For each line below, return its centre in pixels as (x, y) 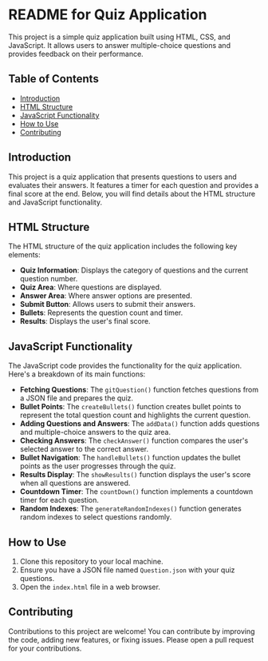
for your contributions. (45, 648)
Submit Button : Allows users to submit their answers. (107, 305)
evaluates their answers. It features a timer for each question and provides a (134, 185)
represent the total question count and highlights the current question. (135, 415)
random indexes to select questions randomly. (96, 517)
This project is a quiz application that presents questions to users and (122, 177)
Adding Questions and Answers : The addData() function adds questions (140, 424)
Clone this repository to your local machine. (91, 561)
